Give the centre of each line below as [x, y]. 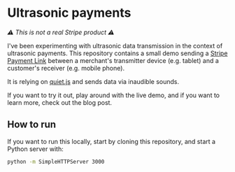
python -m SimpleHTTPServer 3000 [56, 162]
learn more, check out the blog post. [60, 102]
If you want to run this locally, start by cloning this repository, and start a [111, 141]
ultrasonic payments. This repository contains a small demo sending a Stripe [117, 53]
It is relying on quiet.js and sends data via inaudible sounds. [93, 81]
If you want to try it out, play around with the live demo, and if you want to [114, 95]
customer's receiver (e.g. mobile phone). [66, 68]
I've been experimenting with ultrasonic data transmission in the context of [115, 45]
